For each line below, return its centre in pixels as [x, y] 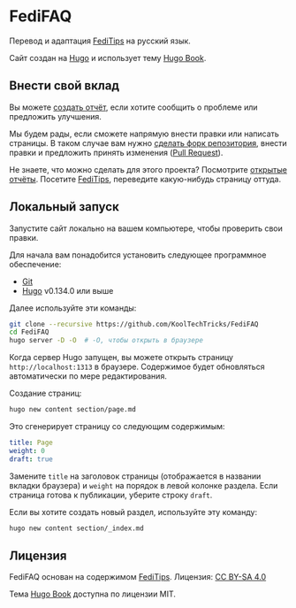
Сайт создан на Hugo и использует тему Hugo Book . [108, 58]
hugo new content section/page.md [73, 410]
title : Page [31, 443]
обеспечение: [35, 264]
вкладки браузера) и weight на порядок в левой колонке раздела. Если [144, 485]
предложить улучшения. [55, 116]
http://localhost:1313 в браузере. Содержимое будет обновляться [137, 367]
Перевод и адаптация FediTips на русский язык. [100, 41]
